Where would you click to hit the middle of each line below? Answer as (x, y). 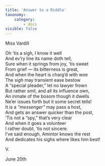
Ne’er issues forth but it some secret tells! (48, 102)
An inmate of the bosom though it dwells (47, 96)
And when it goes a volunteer (36, 123)
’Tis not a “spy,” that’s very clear (39, 118)
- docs (30, 24)
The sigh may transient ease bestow (43, 80)
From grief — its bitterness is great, (42, 70)
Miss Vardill (17, 43)
